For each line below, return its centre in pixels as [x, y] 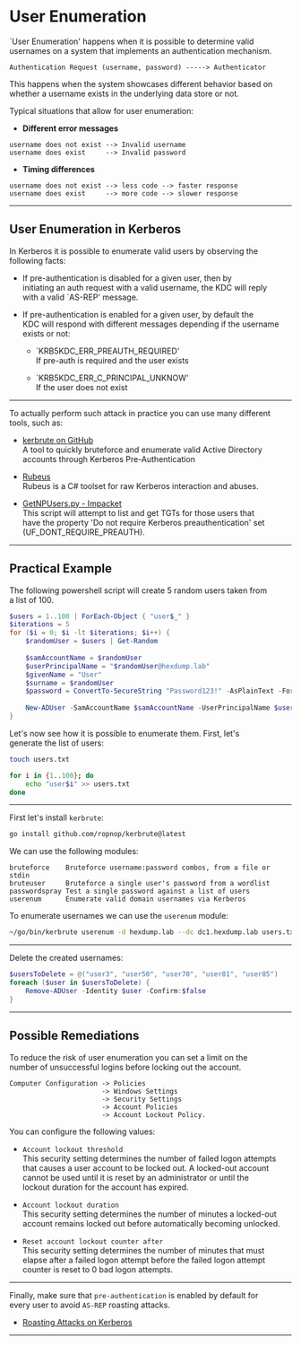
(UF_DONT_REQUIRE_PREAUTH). [83, 532]
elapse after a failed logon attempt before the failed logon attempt [144, 1260]
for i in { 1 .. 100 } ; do [52, 775]
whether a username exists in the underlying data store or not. [124, 93]
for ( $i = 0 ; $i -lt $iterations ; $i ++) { [90, 633]
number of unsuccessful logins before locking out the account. [125, 1067]
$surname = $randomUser [70, 683]
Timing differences [59, 169]
